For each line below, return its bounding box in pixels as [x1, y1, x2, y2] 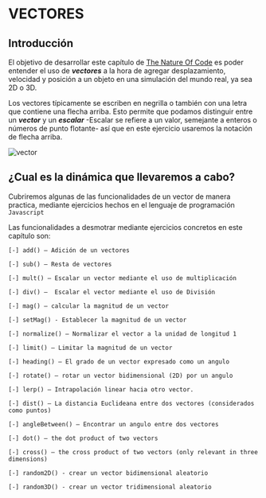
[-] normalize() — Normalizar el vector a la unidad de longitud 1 [8, 329, 237, 338]
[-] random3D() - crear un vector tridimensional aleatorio [8, 483, 213, 491]
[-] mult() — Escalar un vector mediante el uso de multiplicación [8, 274, 237, 282]
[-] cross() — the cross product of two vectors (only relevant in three [8, 448, 259, 456]
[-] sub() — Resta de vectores [8, 260, 112, 268]
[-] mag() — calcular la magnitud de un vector [8, 302, 170, 310]
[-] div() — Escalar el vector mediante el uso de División [8, 288, 216, 296]
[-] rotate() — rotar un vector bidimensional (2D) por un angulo [8, 372, 233, 379]
